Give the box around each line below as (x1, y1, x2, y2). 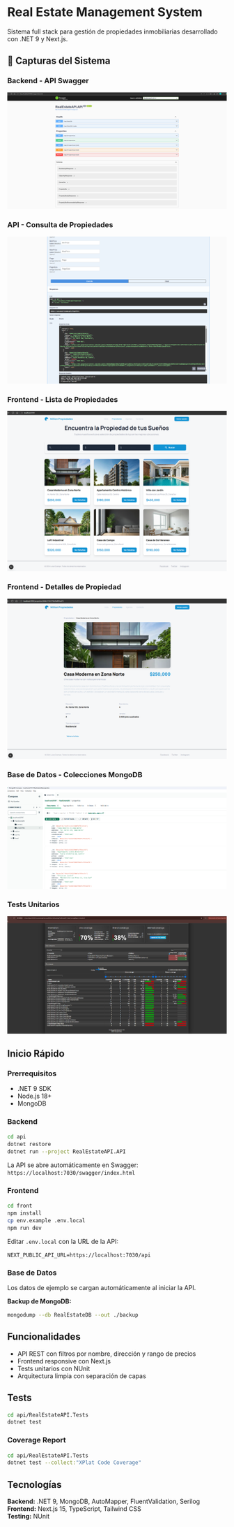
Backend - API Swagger (7, 76, 89, 86)
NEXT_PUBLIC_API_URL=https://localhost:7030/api (7, 1252, 151, 1259)
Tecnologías (7, 1479, 62, 1491)
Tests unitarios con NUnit (17, 1364, 91, 1373)
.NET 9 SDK (17, 1085, 52, 1092)
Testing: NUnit (7, 1512, 50, 1521)
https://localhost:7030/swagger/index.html (7, 1169, 136, 1176)
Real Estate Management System (7, 4, 203, 20)
